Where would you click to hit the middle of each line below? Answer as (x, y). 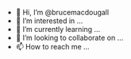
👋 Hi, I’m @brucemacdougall (62, 12)
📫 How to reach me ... (52, 47)
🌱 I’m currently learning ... (58, 29)
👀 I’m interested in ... (49, 21)
